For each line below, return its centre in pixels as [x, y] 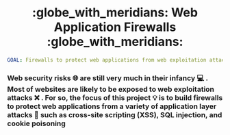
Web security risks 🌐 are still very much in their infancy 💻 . [107, 78]
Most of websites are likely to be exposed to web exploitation [111, 89]
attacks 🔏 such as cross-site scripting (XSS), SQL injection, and [115, 114]
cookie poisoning [37, 123]
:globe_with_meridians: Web [115, 13]
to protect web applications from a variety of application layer [112, 106]
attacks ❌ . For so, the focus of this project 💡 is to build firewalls [115, 97]
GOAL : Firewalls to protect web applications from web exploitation [107, 60]
